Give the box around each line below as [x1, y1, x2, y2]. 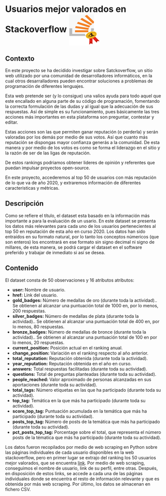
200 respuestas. [12, 308, 46, 314]
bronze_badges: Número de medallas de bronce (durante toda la [12, 329, 147, 335]
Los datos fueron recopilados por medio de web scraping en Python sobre [5, 444, 158, 450]
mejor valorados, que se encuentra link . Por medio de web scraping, [5, 460, 145, 466]
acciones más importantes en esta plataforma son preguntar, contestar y [5, 114, 155, 120]
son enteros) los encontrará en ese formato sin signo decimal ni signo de [5, 239, 155, 245]
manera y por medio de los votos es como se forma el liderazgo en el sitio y [5, 145, 161, 150]
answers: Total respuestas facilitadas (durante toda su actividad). [12, 366, 148, 372]
